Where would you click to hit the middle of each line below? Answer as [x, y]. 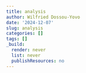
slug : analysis [25, 28]
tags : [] [17, 39]
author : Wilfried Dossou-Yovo [43, 17]
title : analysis [26, 11]
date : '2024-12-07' [30, 22]
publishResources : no [38, 61]
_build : [16, 45]
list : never [26, 55]
